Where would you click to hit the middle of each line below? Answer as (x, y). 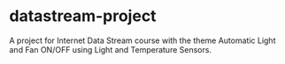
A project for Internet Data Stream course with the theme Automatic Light (142, 40)
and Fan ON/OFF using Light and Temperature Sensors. (111, 49)
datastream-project (83, 16)
